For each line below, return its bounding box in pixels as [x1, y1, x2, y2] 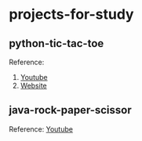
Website [20, 81, 48, 90]
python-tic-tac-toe [9, 37, 104, 50]
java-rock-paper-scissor [9, 103, 132, 117]
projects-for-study [9, 5, 134, 23]
